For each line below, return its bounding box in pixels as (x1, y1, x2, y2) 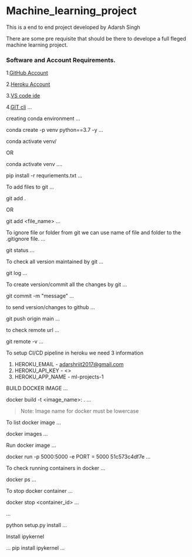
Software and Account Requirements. (6, 56, 116, 64)
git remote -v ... (6, 338, 44, 345)
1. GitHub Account (6, 69, 48, 77)
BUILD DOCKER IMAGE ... (6, 384, 68, 392)
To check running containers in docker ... (6, 465, 106, 472)
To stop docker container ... (6, 488, 73, 495)
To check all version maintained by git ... (6, 258, 104, 266)
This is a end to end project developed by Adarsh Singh (6, 24, 141, 31)
